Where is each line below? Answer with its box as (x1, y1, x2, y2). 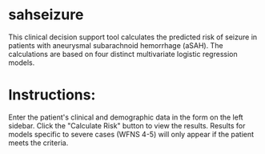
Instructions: (8, 86, 96, 104)
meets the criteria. (8, 138, 69, 148)
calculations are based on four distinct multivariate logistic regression (8, 49, 238, 59)
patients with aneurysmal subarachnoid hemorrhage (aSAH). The (8, 40, 223, 50)
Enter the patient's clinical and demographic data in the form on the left (8, 112, 243, 122)
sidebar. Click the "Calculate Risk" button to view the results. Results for (8, 120, 246, 130)
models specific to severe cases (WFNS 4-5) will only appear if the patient (8, 129, 255, 139)
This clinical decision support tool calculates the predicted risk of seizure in (8, 32, 258, 42)
